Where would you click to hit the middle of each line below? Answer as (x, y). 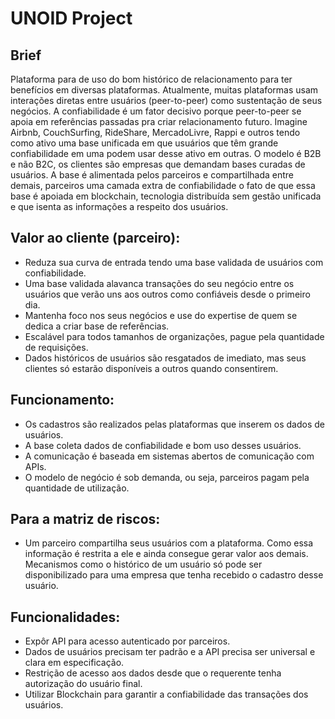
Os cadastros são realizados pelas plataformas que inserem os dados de (174, 424)
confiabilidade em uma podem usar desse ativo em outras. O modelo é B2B (166, 153)
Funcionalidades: (65, 617)
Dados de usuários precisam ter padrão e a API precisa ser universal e (170, 652)
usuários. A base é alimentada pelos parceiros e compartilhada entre (152, 175)
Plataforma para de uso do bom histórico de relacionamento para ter (151, 79)
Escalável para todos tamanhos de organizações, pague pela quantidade (174, 336)
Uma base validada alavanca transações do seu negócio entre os (159, 283)
